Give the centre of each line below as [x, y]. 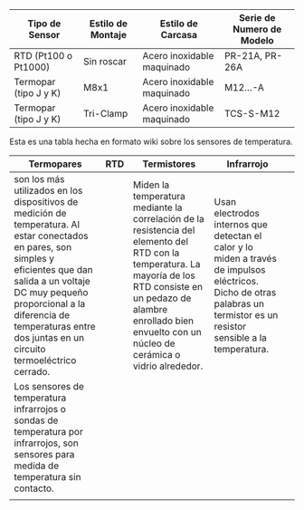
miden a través [246, 259]
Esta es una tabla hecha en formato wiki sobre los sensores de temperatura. [151, 141]
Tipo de [44, 24]
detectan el [238, 236]
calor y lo [233, 247]
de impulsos [240, 269]
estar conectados [51, 236]
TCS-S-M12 [252, 114]
